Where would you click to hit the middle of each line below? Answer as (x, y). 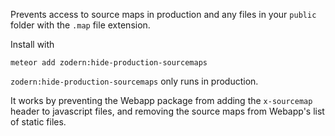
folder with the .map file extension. (80, 25)
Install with (32, 44)
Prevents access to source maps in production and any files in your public (163, 14)
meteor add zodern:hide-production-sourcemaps (109, 63)
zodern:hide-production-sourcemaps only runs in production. (134, 81)
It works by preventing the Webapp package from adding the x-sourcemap (161, 100)
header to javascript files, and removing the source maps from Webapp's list (167, 111)
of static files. (38, 122)
